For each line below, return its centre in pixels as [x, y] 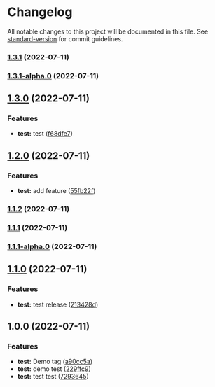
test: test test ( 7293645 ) [53, 377]
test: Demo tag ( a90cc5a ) [55, 362]
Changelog [40, 12]
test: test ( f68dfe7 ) [45, 134]
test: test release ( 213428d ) [58, 304]
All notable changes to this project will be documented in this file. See [108, 31]
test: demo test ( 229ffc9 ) [54, 369]
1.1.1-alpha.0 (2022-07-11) [52, 246]
